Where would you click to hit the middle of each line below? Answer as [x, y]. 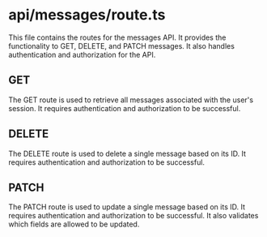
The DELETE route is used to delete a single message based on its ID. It [127, 153]
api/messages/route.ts [87, 15]
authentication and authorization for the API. [82, 54]
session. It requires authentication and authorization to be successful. [125, 108]
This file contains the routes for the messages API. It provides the [117, 37]
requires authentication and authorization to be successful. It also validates [133, 216]
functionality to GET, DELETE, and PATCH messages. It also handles [121, 45]
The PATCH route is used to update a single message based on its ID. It [127, 207]
